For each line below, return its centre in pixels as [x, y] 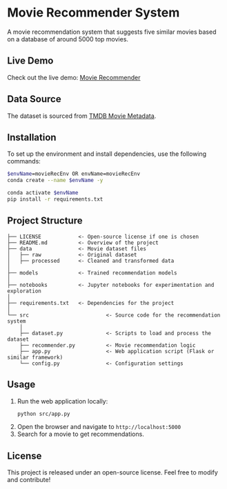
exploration [24, 291]
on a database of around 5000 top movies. [68, 39]
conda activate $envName [43, 193]
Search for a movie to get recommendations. [81, 434]
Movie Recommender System [93, 13]
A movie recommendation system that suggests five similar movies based [112, 32]
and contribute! [29, 480]
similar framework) [35, 357]
